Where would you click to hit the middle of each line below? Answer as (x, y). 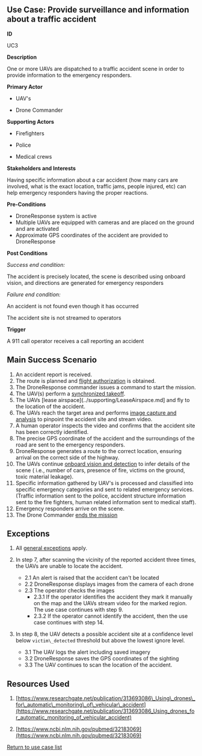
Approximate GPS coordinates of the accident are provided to (92, 235)
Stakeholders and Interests (41, 168)
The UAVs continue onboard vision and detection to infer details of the (103, 464)
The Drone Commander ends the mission (66, 515)
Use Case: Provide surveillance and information (98, 10)
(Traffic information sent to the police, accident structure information (100, 496)
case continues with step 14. (69, 623)
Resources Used (38, 684)
